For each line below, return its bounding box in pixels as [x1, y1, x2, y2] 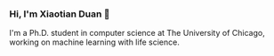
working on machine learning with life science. [9, 37, 180, 47]
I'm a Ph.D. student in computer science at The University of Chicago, [9, 28, 265, 38]
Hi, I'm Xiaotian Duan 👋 [9, 8, 110, 20]
